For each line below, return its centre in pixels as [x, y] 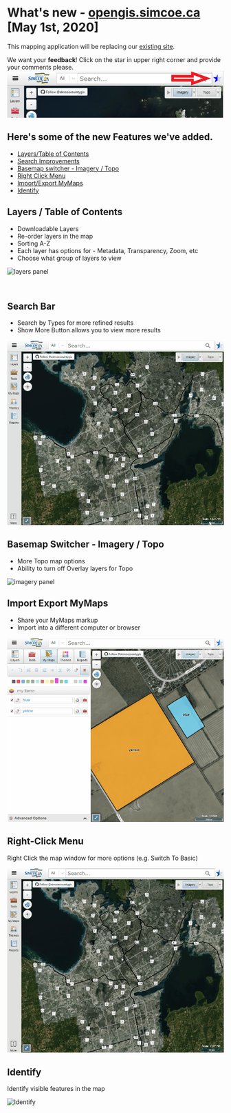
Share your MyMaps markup [57, 620]
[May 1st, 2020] [53, 27]
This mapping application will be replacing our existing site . [91, 46]
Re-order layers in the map [55, 236]
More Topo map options [51, 561]
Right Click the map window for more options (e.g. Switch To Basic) [102, 858]
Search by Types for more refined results [75, 323]
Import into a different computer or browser [79, 627]
